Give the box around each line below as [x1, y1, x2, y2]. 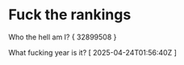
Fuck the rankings [8, 6, 132, 24]
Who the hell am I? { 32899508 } [8, 32, 117, 42]
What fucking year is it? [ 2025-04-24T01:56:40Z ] [8, 47, 178, 57]
